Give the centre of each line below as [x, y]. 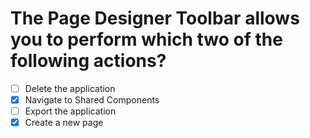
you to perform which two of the [146, 39]
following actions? [88, 61]
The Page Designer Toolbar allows [155, 18]
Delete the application [70, 88]
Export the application [70, 111]
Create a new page [64, 123]
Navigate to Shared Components [92, 100]
